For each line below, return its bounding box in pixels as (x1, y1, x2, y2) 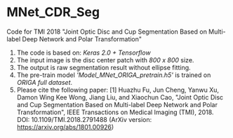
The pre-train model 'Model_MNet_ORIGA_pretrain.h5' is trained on (16, 71, 211, 79)
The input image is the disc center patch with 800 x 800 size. (16, 55, 194, 64)
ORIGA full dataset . (16, 78, 73, 86)
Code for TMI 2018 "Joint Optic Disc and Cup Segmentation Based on (6, 27, 208, 36)
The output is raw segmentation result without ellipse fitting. (16, 63, 191, 71)
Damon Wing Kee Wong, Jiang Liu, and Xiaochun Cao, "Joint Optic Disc (16, 92, 224, 102)
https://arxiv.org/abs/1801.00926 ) (16, 123, 114, 131)
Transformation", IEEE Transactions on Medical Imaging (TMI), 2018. (16, 108, 214, 116)
